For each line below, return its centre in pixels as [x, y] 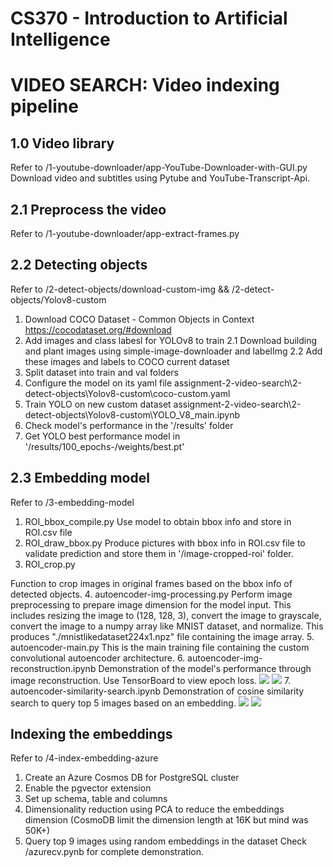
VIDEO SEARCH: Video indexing [145, 85]
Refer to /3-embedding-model [72, 502]
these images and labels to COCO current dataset [127, 361]
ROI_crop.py [50, 564]
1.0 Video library [62, 143]
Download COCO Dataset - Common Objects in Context [139, 319]
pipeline [44, 106]
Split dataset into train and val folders [101, 372]
